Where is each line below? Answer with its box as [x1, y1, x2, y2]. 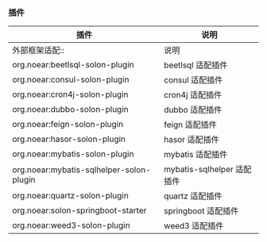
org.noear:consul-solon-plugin [12, 74, 130, 85]
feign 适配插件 [164, 119, 217, 130]
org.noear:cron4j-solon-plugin [12, 89, 129, 100]
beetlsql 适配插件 [164, 60, 228, 71]
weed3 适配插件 [164, 221, 224, 232]
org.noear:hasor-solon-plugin [12, 133, 126, 144]
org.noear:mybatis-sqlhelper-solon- [12, 164, 151, 175]
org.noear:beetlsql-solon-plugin [12, 60, 134, 71]
